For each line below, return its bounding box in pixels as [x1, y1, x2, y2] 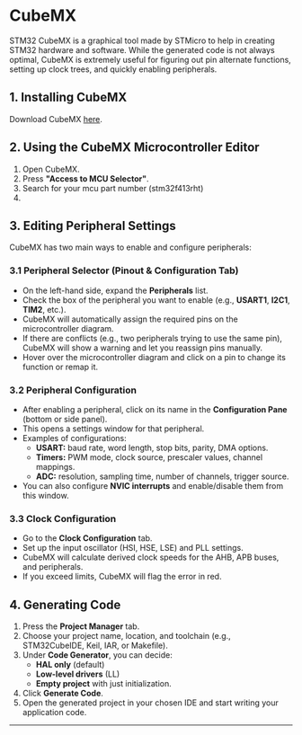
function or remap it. [22, 361, 99, 372]
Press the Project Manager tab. [22, 621, 140, 632]
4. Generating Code [9, 597, 121, 612]
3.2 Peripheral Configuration [9, 384, 138, 396]
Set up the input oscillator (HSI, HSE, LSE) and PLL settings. [22, 543, 244, 553]
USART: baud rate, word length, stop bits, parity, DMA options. [35, 442, 269, 453]
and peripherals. [22, 562, 84, 572]
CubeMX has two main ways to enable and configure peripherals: [9, 242, 252, 252]
